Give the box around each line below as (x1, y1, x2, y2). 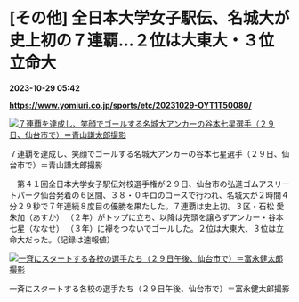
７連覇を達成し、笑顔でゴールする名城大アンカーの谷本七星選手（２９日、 (9, 148, 282, 159)
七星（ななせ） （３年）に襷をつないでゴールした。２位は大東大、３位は (9, 223, 277, 233)
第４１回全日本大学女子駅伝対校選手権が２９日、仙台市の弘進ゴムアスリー (16, 178, 290, 189)
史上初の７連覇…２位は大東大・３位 (9, 30, 275, 51)
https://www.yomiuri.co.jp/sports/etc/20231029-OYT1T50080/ (9, 100, 252, 110)
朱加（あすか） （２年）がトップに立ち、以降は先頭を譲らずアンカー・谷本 (9, 211, 285, 223)
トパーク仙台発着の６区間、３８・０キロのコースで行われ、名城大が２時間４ (9, 189, 289, 200)
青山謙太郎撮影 (47, 159, 103, 170)
